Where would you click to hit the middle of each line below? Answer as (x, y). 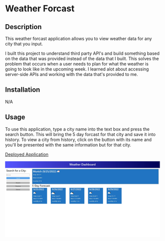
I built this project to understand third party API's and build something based (82, 53)
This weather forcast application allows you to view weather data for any (79, 38)
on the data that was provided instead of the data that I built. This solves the (82, 59)
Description (23, 27)
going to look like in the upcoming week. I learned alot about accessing (77, 69)
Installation (23, 90)
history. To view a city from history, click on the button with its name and (79, 139)
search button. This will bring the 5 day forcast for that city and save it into (80, 134)
